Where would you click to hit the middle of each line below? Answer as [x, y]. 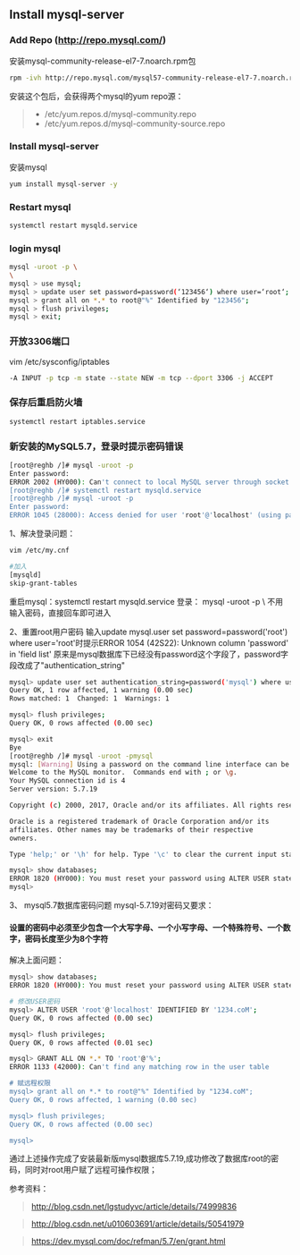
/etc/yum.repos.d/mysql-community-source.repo [135, 123]
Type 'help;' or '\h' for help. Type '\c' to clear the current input [143, 854]
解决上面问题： [37, 960]
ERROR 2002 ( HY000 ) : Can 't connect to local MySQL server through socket [150, 482]
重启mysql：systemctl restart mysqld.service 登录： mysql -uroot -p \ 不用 [146, 601]
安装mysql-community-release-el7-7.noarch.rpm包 [103, 61]
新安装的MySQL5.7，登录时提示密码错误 [96, 446]
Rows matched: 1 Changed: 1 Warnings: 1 [89, 699]
